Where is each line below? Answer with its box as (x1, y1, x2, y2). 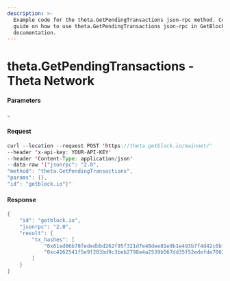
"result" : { (19, 230, 53, 236)
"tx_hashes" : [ (31, 236, 75, 243)
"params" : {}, (7, 174, 48, 182)
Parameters (7, 97, 41, 105)
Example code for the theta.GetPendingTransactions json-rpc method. (13, 16, 216, 23)
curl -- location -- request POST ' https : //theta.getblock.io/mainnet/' (7, 142, 213, 149)
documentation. (13, 29, 57, 36)
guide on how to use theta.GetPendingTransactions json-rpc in (13, 23, 197, 29)
